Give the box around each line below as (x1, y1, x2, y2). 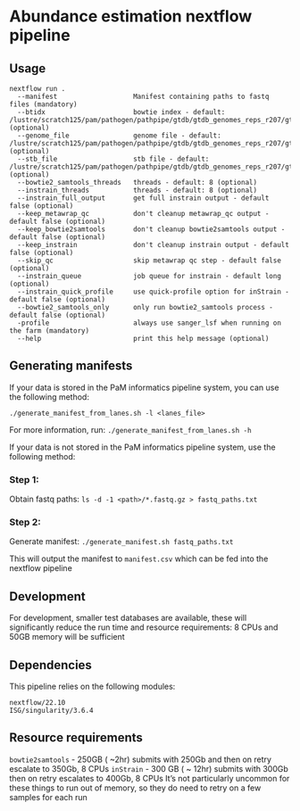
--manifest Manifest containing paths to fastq (17, 92, 270, 101)
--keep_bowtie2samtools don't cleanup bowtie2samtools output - (17, 225, 286, 234)
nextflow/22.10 (9, 699, 66, 708)
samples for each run (9, 791, 87, 802)
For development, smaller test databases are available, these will (9, 613, 247, 624)
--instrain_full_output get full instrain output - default (17, 194, 270, 203)
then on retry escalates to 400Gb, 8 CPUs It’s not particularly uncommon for (9, 773, 290, 783)
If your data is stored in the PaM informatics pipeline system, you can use (9, 382, 279, 393)
